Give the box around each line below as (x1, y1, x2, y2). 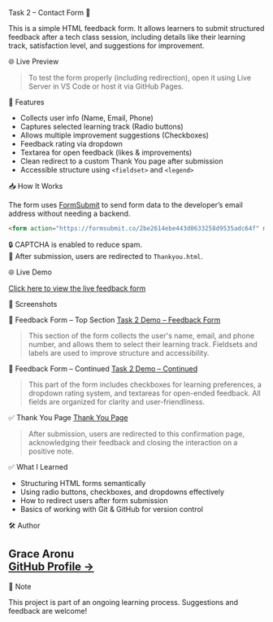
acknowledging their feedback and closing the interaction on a (28, 437, 238, 447)
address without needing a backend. (8, 208, 131, 218)
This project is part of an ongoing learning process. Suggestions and (8, 597, 238, 607)
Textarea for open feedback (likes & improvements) (19, 147, 193, 157)
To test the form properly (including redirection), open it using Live (28, 73, 252, 82)
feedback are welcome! (8, 606, 88, 615)
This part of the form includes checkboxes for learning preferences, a (28, 379, 262, 389)
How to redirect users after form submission (19, 495, 168, 505)
